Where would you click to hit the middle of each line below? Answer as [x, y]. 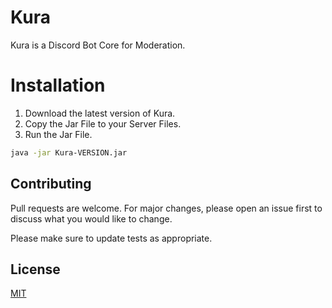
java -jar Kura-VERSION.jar [69, 152]
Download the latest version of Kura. [100, 113]
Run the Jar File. [58, 134]
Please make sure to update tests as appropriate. [111, 238]
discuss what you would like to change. [91, 218]
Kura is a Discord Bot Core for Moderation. [98, 45]
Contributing [51, 184]
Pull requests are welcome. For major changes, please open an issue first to [166, 208]
